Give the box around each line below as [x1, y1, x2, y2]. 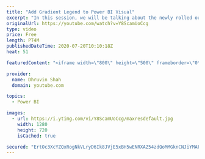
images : [6, 110, 26, 116]
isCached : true [17, 133, 56, 139]
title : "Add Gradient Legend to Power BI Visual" [6, 9, 135, 15]
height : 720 [17, 127, 48, 133]
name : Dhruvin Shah [12, 76, 62, 83]
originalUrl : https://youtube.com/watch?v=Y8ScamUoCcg [6, 20, 149, 26]
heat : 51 [6, 49, 29, 55]
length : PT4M [6, 37, 40, 43]
